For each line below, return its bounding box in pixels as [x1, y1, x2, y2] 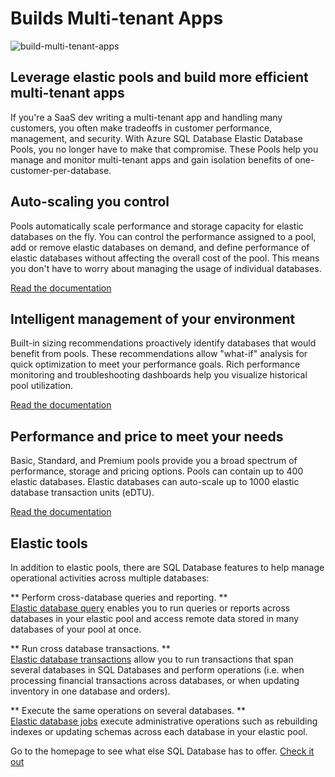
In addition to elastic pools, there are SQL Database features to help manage [10, 562, 325, 573]
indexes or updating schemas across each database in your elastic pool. [10, 726, 308, 737]
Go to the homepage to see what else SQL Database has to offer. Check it [10, 745, 315, 757]
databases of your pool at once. [10, 623, 142, 635]
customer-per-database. [10, 164, 112, 176]
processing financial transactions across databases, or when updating [10, 675, 300, 686]
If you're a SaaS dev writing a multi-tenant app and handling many [10, 111, 283, 123]
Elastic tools [10, 535, 88, 552]
